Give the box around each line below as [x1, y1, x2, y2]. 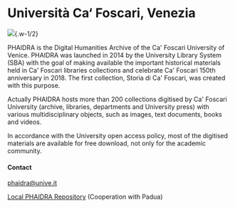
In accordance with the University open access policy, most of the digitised [7, 131, 229, 140]
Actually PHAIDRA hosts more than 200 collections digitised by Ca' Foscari [7, 95, 228, 103]
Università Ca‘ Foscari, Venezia [7, 5, 196, 21]
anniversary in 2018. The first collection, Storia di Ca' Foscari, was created [7, 73, 226, 82]
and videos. [7, 118, 42, 126]
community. [7, 146, 42, 155]
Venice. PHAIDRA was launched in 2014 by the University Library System [7, 51, 222, 59]
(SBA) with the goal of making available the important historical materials [7, 58, 221, 67]
